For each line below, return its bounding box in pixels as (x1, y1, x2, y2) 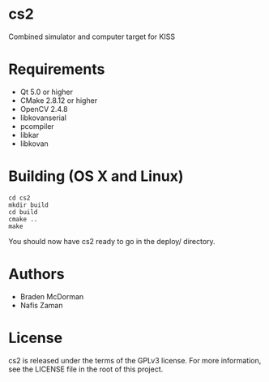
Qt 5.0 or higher (19, 87, 73, 97)
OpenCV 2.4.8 (19, 104, 68, 114)
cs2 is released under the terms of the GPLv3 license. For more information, (8, 355, 262, 365)
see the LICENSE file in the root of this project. (8, 364, 164, 374)
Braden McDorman (19, 291, 84, 301)
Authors (8, 265, 65, 283)
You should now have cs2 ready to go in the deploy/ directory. (8, 236, 216, 246)
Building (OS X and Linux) (8, 167, 184, 186)
